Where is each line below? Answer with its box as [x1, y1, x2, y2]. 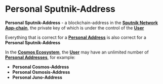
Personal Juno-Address [12, 74, 63, 80]
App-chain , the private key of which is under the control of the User [5, 25, 144, 30]
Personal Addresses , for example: [5, 54, 76, 60]
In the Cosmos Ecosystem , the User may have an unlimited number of [5, 49, 149, 55]
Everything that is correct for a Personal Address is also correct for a [5, 34, 147, 40]
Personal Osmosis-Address [12, 69, 70, 75]
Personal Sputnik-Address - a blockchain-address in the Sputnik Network [5, 20, 158, 26]
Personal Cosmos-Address [12, 64, 69, 70]
